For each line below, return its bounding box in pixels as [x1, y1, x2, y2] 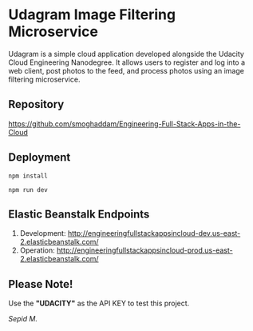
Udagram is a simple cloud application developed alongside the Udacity [8, 49, 245, 58]
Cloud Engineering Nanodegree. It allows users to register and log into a [8, 58, 246, 67]
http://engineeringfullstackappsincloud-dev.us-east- [67, 229, 241, 238]
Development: [19, 229, 66, 238]
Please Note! [8, 277, 73, 291]
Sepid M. [8, 314, 38, 324]
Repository [8, 98, 65, 111]
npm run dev [8, 185, 48, 193]
